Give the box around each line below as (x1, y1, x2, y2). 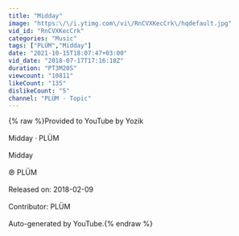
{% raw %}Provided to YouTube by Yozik (8, 116, 144, 126)
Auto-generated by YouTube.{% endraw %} (8, 219, 154, 229)
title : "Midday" (8, 11, 63, 20)
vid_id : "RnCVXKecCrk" (8, 27, 84, 35)
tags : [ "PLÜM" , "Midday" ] (8, 42, 92, 50)
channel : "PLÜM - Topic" (8, 94, 92, 102)
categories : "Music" (8, 34, 78, 43)
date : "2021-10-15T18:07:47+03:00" (8, 49, 128, 57)
